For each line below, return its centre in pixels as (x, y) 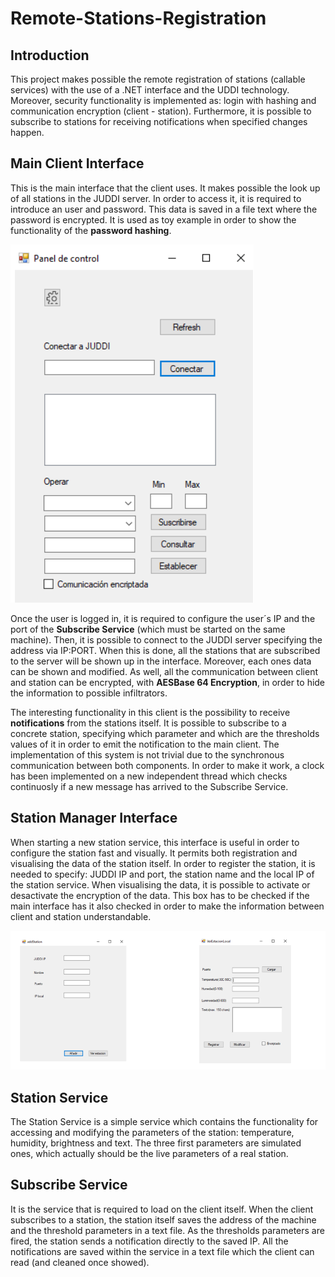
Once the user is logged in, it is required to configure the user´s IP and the (163, 618)
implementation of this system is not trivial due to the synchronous (147, 754)
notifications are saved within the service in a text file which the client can (162, 1251)
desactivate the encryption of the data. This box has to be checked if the (160, 895)
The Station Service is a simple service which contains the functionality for (164, 1122)
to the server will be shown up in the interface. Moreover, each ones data (161, 661)
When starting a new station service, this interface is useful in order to (155, 842)
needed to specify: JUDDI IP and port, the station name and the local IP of (162, 874)
